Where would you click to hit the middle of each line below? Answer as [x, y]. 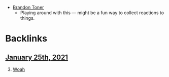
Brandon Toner [28, 7]
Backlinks [26, 39]
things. [27, 18]
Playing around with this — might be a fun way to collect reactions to [92, 13]
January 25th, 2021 [37, 57]
